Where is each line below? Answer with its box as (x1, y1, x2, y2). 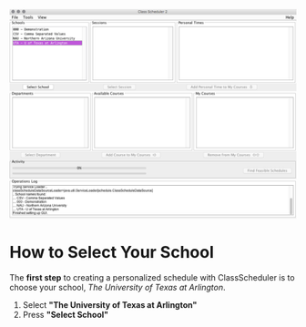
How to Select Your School (9, 242, 214, 263)
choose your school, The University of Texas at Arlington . (9, 282, 226, 293)
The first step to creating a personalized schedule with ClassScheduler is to (9, 272, 295, 283)
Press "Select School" (22, 310, 109, 321)
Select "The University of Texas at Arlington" (22, 300, 198, 311)
